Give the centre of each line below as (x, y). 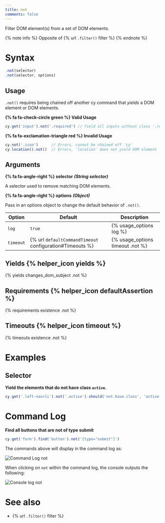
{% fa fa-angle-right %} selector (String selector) (57, 177)
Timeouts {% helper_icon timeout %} (63, 326)
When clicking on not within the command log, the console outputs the (77, 467)
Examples (26, 358)
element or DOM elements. (32, 108)
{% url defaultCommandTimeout (64, 240)
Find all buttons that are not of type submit (50, 430)
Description (135, 217)
